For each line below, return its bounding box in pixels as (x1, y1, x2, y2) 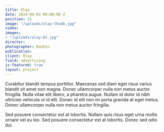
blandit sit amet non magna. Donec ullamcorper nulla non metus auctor (5, 86, 150, 92)
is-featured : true (5, 63, 43, 67)
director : (5, 40, 26, 45)
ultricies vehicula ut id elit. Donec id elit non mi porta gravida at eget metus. (5, 97, 160, 102)
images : (5, 30, 21, 35)
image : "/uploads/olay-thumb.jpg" (5, 21, 77, 26)
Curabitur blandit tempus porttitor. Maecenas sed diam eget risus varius (5, 81, 152, 87)
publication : (5, 49, 32, 54)
